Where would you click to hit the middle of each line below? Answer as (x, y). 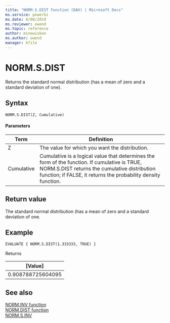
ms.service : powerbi (27, 15)
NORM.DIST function (27, 310)
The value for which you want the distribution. (94, 148)
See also (19, 292)
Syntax (17, 103)
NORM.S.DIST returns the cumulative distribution (98, 168)
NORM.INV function (26, 305)
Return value (26, 199)
